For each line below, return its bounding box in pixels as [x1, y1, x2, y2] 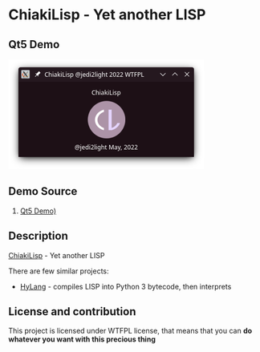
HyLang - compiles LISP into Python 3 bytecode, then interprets [19, 281, 232, 291]
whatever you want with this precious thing [8, 334, 156, 344]
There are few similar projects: [8, 266, 110, 276]
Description [8, 229, 68, 243]
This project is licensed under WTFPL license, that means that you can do [8, 326, 253, 336]
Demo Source [8, 184, 78, 198]
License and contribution [8, 305, 136, 318]
